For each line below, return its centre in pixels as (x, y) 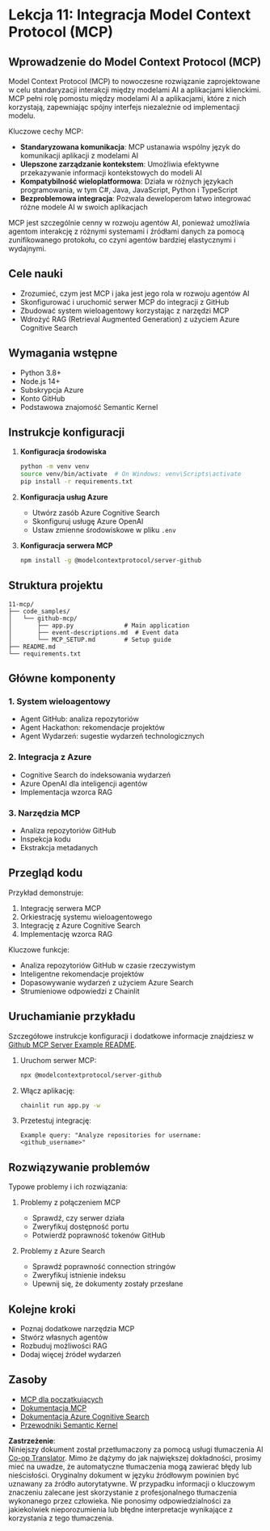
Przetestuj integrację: (55, 1120)
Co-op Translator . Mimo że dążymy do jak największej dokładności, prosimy (135, 1457)
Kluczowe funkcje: (39, 949)
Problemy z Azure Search (63, 1251)
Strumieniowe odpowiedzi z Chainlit (80, 991)
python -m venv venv (55, 466)
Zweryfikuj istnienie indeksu (79, 1276)
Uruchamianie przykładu (72, 1016)
